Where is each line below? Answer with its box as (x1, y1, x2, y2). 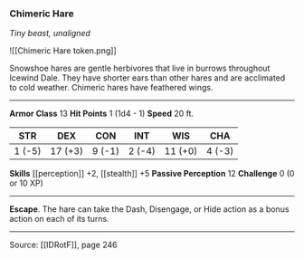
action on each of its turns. (9, 214, 110, 225)
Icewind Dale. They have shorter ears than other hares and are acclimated (9, 72, 286, 83)
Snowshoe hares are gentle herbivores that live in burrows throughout (9, 62, 271, 74)
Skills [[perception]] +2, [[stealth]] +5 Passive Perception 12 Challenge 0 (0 (9, 168, 295, 179)
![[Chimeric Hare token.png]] (9, 45, 118, 56)
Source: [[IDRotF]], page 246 (9, 239, 118, 251)
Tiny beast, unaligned (9, 28, 90, 39)
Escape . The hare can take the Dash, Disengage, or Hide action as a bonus (9, 204, 290, 215)
